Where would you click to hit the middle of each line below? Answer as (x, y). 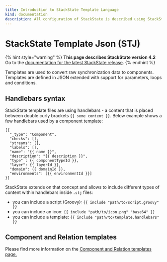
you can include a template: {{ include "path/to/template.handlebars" (86, 217)
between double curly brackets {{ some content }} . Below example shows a (83, 116)
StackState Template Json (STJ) (73, 44)
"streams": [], (25, 143)
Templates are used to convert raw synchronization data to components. (80, 72)
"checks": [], (24, 139)
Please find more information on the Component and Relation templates (78, 249)
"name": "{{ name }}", (33, 152)
